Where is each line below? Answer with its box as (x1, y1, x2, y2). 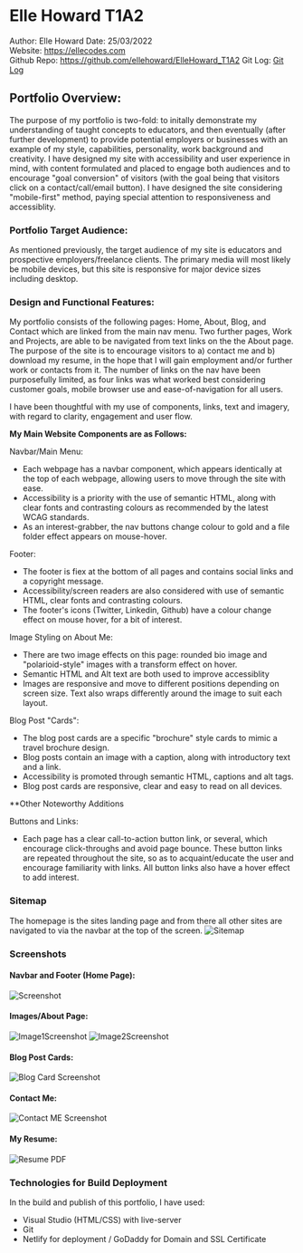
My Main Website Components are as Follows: (9, 429, 187, 439)
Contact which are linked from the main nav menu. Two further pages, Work (9, 326, 292, 337)
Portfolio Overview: (9, 91, 122, 106)
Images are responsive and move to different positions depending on (22, 679, 279, 689)
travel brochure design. (22, 742, 110, 753)
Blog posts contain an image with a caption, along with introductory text (22, 752, 291, 763)
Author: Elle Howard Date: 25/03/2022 (9, 35, 153, 46)
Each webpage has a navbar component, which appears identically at (22, 464, 282, 475)
